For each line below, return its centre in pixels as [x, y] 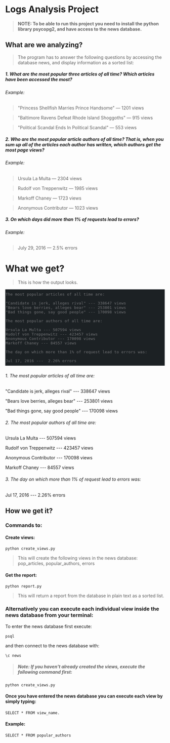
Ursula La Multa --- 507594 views [41, 438]
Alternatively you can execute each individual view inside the [82, 609]
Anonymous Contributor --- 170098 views [49, 458]
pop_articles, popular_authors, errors [56, 564]
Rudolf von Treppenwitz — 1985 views [58, 188]
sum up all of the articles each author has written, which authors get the [83, 144]
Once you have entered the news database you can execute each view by [84, 696]
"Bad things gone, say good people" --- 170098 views [61, 411]
